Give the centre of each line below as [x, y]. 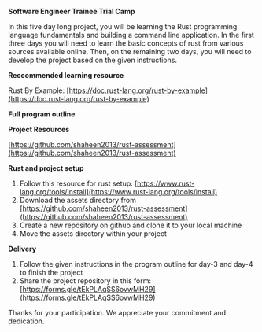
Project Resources [39, 129]
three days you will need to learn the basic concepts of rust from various [126, 43]
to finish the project [51, 272]
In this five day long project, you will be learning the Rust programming [123, 26]
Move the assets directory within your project [93, 234]
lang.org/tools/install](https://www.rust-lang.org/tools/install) [118, 192]
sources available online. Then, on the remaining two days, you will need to [130, 52]
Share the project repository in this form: [85, 281]
